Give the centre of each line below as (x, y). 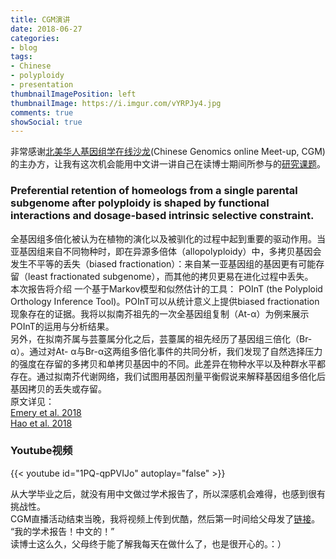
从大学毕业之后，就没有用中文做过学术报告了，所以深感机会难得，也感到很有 (168, 493)
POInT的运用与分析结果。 (62, 326)
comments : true (42, 112)
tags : (21, 57)
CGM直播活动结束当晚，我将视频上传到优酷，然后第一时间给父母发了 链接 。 (165, 518)
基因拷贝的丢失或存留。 (58, 388)
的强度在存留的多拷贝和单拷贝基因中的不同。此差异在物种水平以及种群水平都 (168, 363)
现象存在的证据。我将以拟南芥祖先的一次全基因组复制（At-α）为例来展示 (160, 313)
